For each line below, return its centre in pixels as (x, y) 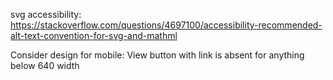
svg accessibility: (46, 14)
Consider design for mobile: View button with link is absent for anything (157, 55)
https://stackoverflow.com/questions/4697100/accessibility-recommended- (166, 25)
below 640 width (45, 65)
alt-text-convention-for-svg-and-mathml (94, 35)
